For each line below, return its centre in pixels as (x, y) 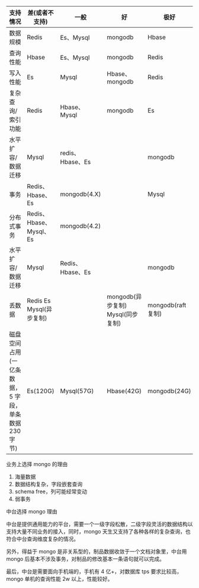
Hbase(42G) (124, 391)
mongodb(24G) (169, 391)
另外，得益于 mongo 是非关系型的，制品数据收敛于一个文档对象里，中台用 (97, 551)
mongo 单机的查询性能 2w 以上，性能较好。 (60, 579)
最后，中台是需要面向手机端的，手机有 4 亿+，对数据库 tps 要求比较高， (94, 571)
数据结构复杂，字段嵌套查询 (49, 484)
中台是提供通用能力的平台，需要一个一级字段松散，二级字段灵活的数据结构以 (99, 524)
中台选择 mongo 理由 (32, 511)
